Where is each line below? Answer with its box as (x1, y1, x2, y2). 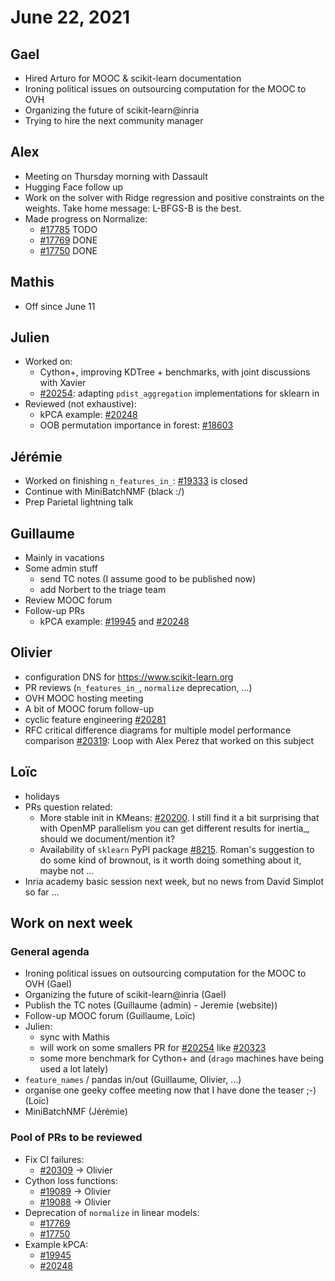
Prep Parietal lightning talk (24, 496, 134, 508)
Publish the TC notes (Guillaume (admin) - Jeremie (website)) (24, 999, 278, 1011)
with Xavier (39, 377, 87, 389)
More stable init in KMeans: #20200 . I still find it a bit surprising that (39, 811, 320, 823)
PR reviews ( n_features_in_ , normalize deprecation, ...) (24, 681, 253, 693)
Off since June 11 (24, 300, 96, 312)
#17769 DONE (39, 234, 98, 246)
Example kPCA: (24, 1238, 89, 1250)
